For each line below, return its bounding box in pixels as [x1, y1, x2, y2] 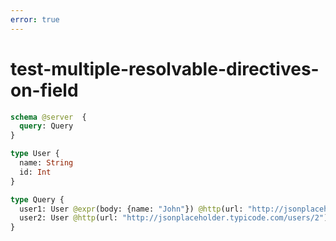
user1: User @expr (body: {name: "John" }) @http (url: [19, 204, 244, 214]
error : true [10, 14, 60, 25]
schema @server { [10, 112, 87, 122]
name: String [19, 158, 74, 168]
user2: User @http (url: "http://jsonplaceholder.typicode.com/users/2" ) [19, 213, 329, 223]
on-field [10, 79, 79, 101]
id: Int [19, 167, 52, 177]
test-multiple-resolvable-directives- [10, 57, 320, 80]
